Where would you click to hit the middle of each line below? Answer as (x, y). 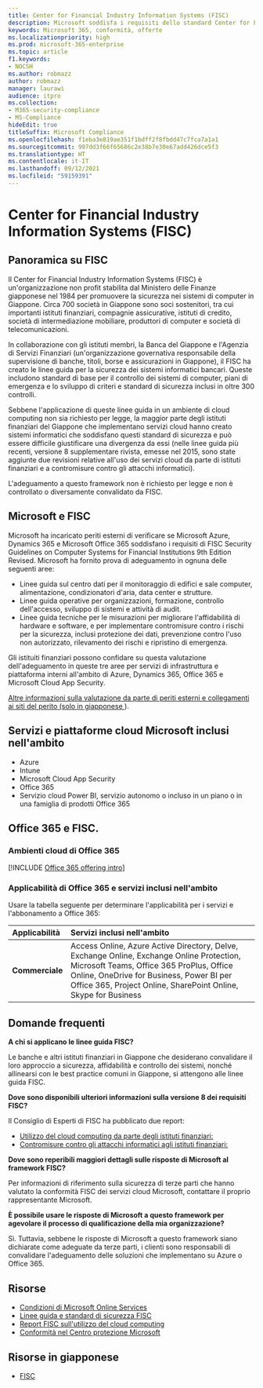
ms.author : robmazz (40, 74)
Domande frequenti (57, 1023)
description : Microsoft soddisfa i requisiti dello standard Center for (129, 23)
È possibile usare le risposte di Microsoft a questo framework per (116, 1215)
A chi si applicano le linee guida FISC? (71, 1042)
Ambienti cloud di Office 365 (64, 850)
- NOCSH (21, 67)
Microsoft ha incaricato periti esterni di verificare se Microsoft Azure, (119, 535)
